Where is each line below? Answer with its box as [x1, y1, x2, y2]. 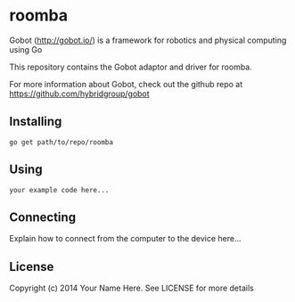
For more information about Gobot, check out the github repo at [9, 78, 243, 89]
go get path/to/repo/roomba [9, 137, 114, 147]
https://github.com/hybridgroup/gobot [9, 88, 150, 99]
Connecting [9, 209, 77, 224]
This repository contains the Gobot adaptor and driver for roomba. [9, 61, 252, 72]
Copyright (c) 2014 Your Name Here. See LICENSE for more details [9, 282, 254, 294]
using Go [9, 44, 43, 54]
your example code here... [9, 185, 110, 194]
